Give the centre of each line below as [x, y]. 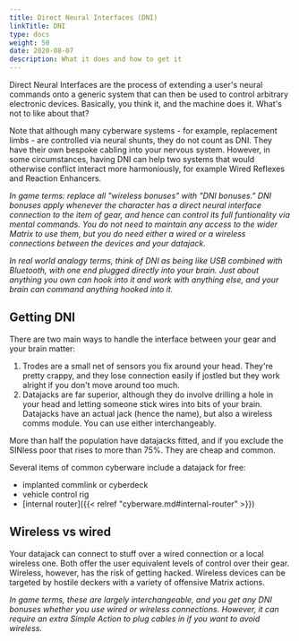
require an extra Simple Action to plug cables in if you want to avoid [135, 619]
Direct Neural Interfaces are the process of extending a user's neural [136, 85]
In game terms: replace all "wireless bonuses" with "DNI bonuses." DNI [141, 195]
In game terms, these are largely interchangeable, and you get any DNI [141, 599]
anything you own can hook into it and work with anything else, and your [144, 280]
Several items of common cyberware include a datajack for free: [128, 467]
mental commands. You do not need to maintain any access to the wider [144, 224]
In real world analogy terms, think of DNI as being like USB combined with [146, 260]
